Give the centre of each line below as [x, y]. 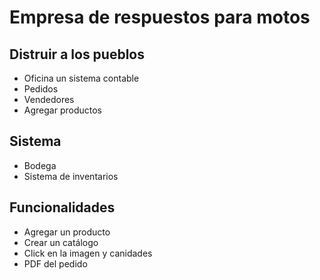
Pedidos [41, 89]
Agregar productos [62, 110]
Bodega [40, 165]
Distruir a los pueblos [77, 54]
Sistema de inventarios [71, 176]
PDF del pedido [55, 263]
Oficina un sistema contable [81, 78]
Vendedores [49, 99]
